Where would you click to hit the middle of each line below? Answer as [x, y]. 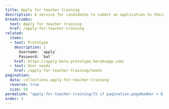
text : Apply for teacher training [46, 24]
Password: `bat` [35, 57]
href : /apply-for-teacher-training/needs [58, 71]
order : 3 [14, 98]
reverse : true [24, 84]
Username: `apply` [38, 52]
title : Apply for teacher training [43, 10]
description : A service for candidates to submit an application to [78, 15]
